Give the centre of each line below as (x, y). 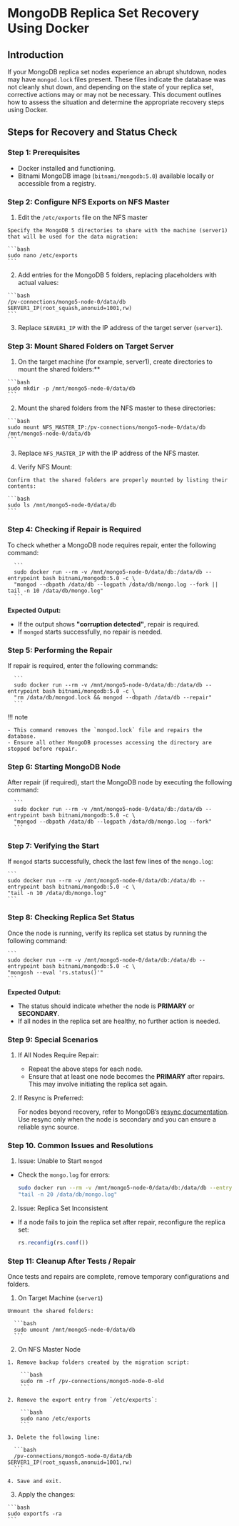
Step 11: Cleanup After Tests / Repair (72, 1261)
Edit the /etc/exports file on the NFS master (83, 217)
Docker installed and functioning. (66, 168)
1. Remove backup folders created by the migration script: (99, 1362)
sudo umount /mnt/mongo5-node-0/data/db (75, 1330)
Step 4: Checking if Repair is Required (74, 529)
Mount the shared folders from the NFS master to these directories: (117, 408)
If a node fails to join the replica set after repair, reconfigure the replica (122, 1222)
